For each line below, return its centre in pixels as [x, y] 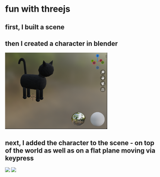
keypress [20, 158]
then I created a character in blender [61, 43]
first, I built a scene [35, 27]
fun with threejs [38, 9]
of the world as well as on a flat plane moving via [80, 150]
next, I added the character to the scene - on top [80, 143]
